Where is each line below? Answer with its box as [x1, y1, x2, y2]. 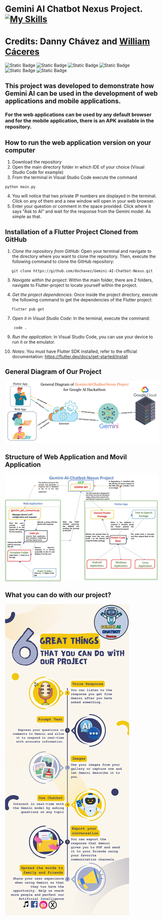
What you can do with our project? [5, 591, 112, 599]
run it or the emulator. [12, 339, 56, 345]
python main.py [5, 185, 36, 190]
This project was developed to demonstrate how [5, 82, 154, 90]
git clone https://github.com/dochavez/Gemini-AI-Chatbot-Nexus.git [11, 269, 153, 274]
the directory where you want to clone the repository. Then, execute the [12, 254, 156, 260]
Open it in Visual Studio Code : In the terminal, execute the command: [12, 315, 150, 321]
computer [5, 146, 35, 154]
